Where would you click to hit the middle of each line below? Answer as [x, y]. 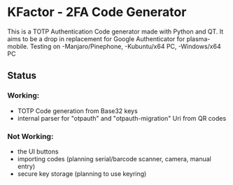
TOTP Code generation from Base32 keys [77, 111]
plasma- [198, 38]
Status [22, 76]
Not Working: [30, 136]
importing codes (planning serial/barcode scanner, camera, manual [114, 158]
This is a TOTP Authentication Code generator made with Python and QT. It [115, 31]
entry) [26, 166]
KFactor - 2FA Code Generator [97, 12]
